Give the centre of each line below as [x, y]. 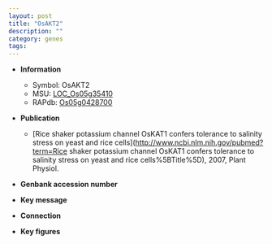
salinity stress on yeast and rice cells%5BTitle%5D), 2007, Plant [139, 160]
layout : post [30, 16]
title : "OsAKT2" [36, 24]
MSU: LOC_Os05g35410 [73, 94]
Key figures [40, 232]
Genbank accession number [69, 185]
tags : [17, 46]
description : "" [36, 31]
